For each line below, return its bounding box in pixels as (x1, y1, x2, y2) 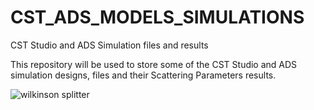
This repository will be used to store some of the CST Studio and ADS (10, 58, 298, 70)
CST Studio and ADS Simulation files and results (10, 39, 209, 51)
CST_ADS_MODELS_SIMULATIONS (10, 6, 305, 29)
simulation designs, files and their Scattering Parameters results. (10, 69, 277, 81)
